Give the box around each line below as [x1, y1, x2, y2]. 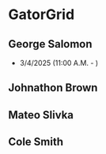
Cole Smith [8, 135, 64, 148]
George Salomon [8, 37, 93, 51]
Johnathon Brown [8, 81, 98, 94]
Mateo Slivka [8, 108, 74, 121]
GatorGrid [8, 6, 75, 24]
